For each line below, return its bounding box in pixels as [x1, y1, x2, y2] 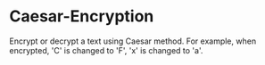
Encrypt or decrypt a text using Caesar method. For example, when [9, 36, 257, 46]
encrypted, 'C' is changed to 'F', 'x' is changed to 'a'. [9, 45, 203, 55]
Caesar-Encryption [9, 6, 154, 27]
